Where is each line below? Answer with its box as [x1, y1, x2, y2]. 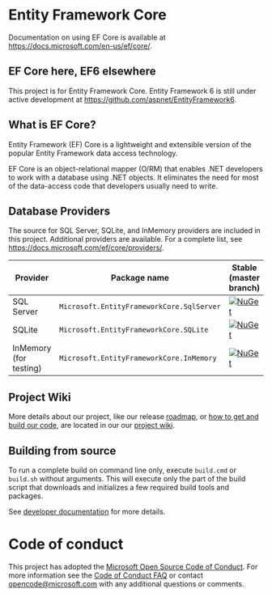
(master [228, 273, 261, 284]
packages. [8, 491, 44, 501]
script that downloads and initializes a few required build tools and [8, 483, 229, 492]
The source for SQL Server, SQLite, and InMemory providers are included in [8, 226, 261, 235]
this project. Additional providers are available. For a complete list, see [8, 235, 243, 244]
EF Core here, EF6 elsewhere [8, 65, 156, 78]
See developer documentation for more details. [8, 507, 166, 516]
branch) [228, 282, 261, 294]
